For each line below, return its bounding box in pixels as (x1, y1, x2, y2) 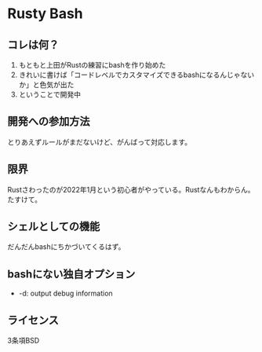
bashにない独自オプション (7, 267, 136, 280)
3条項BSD (7, 335, 40, 346)
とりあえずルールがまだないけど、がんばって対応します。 (7, 137, 192, 146)
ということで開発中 (18, 90, 82, 99)
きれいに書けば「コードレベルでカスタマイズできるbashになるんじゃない (18, 70, 255, 79)
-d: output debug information (18, 288, 113, 299)
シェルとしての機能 (7, 220, 100, 233)
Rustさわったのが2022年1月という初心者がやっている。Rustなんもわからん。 (7, 185, 255, 194)
